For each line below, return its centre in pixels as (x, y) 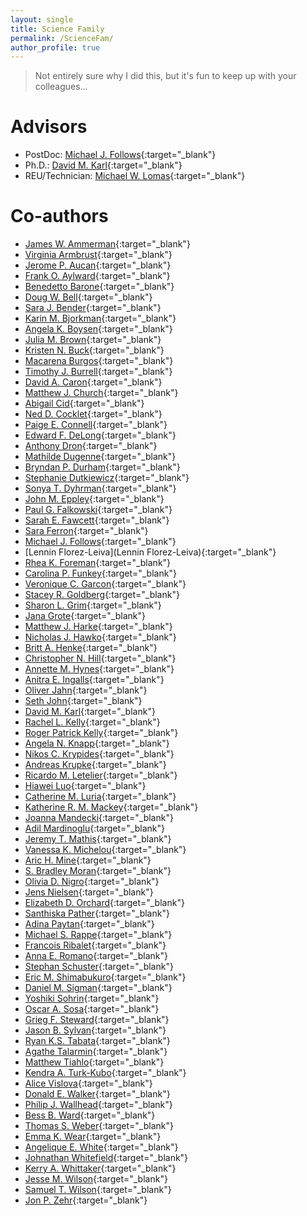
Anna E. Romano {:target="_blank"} (96, 956)
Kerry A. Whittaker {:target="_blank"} (100, 1168)
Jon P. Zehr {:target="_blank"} (86, 1200)
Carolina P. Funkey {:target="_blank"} (100, 573)
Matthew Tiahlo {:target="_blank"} (94, 1062)
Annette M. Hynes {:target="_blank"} (99, 669)
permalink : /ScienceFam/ (62, 38)
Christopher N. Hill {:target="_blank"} (100, 658)
